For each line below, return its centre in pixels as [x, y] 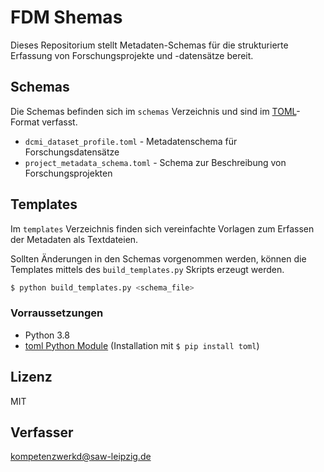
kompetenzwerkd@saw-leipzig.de [81, 457]
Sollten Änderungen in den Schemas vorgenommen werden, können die [158, 258]
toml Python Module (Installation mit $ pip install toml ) [142, 345]
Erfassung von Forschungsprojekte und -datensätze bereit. [132, 55]
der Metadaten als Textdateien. [74, 239]
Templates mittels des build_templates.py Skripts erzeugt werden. [147, 269]
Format [25, 122]
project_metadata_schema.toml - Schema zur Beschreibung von [155, 162]
